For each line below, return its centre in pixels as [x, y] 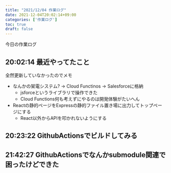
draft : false [19, 29]
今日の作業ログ [21, 45]
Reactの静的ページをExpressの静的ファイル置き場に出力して [76, 105]
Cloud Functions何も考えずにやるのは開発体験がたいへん [80, 99]
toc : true [16, 24]
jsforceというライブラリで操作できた [59, 92]
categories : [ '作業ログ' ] [31, 19]
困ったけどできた [32, 164]
